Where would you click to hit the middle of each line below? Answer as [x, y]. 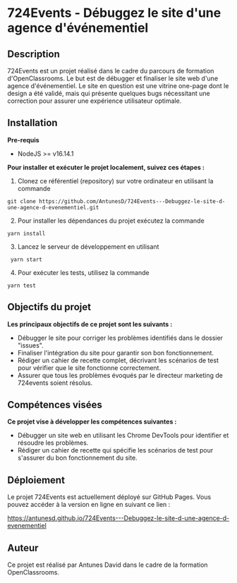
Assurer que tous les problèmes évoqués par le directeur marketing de [120, 375]
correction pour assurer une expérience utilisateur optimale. [95, 101]
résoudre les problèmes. [53, 443]
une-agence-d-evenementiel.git [53, 207]
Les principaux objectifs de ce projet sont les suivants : [90, 324]
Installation [32, 123]
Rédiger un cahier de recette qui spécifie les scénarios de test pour [115, 450]
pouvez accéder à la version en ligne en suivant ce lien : [89, 505]
